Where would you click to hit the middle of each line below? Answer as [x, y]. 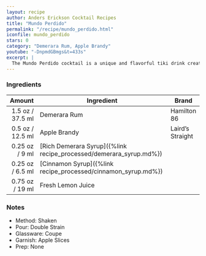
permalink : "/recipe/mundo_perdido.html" [60, 29]
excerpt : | [20, 58]
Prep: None [29, 247]
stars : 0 [17, 40]
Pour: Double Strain [40, 227]
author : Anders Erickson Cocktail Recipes [61, 18]
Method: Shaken [36, 220]
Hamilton [184, 111]
